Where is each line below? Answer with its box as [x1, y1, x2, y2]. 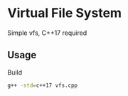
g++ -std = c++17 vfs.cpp [7, 82, 78, 89]
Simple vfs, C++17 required [7, 28, 87, 37]
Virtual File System [7, 5, 122, 21]
